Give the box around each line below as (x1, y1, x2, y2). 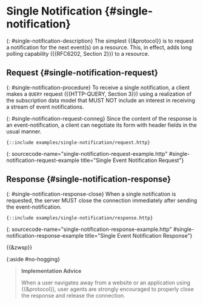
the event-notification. (6, 203, 62, 210)
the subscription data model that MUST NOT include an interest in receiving (6, 96, 196, 104)
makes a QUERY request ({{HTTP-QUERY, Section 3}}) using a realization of (6, 90, 192, 98)
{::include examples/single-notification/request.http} (6, 139, 150, 146)
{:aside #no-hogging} (6, 255, 61, 263)
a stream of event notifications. (6, 103, 84, 110)
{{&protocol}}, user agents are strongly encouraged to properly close (21, 285, 194, 292)
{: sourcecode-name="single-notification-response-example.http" (6, 226, 172, 233)
